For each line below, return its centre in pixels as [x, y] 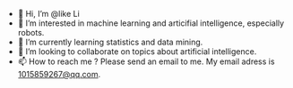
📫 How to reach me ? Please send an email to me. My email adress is [146, 61]
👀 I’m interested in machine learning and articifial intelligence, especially [151, 23]
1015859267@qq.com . [59, 74]
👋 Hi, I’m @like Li [49, 14]
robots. [31, 32]
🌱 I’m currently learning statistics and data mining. [110, 42]
